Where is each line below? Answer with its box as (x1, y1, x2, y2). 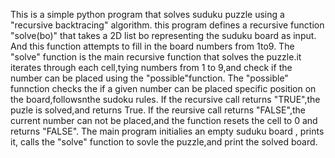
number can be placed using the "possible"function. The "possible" (10, 72, 289, 84)
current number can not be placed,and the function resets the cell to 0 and (10, 115, 318, 126)
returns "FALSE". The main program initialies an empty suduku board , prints (10, 125, 325, 137)
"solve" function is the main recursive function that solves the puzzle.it (10, 51, 302, 63)
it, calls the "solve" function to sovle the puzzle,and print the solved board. (10, 136, 318, 148)
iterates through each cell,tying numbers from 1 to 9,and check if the (10, 62, 293, 73)
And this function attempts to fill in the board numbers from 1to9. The (10, 40, 295, 52)
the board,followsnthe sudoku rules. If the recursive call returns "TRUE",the (10, 94, 321, 105)
